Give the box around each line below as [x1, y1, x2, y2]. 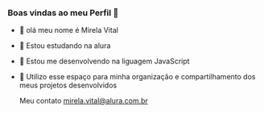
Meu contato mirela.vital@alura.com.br [19, 96, 148, 106]
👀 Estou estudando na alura [19, 41, 111, 50]
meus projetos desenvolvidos [19, 80, 118, 91]
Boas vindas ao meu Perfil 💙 [7, 7, 119, 18]
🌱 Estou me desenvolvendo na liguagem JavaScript [19, 56, 190, 67]
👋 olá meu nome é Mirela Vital [19, 26, 118, 35]
